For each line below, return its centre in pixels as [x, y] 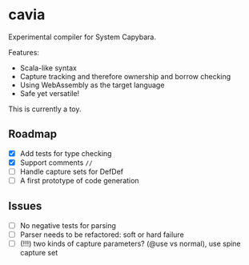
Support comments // [56, 163]
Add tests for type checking [66, 153]
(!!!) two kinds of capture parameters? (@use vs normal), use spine [131, 243]
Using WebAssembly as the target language [92, 85]
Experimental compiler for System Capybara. [82, 37]
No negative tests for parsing [68, 225]
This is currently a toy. [45, 109]
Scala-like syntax [48, 68]
